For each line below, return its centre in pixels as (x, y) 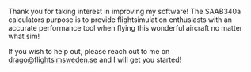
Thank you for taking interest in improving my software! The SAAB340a (125, 11)
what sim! (24, 36)
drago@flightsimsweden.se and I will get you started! (95, 59)
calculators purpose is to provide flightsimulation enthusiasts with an (120, 20)
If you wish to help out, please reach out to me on (89, 51)
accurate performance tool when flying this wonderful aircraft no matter (125, 28)
